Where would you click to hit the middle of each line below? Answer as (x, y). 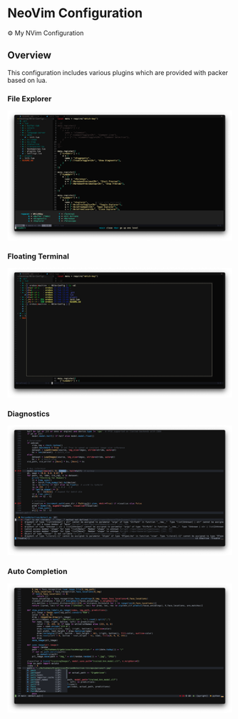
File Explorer (30, 99)
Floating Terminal (38, 256)
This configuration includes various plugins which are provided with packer (118, 72)
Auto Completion (37, 571)
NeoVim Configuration (75, 13)
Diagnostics (29, 414)
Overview (30, 55)
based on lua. (27, 80)
